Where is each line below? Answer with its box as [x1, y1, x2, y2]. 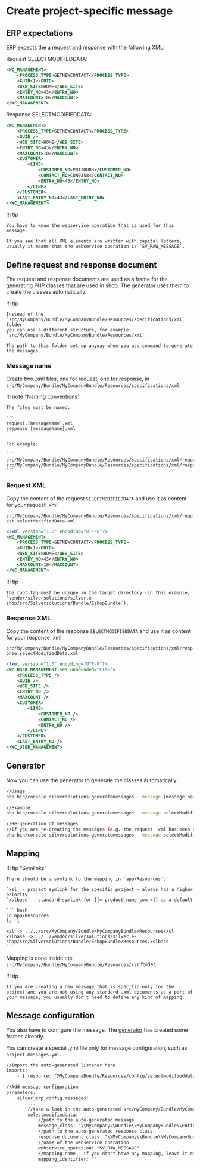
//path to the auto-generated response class [37, 1129, 153, 1135]
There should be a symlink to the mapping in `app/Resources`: [6, 876, 167, 882]
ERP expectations [6, 28, 73, 38]
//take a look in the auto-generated [27, 1106, 121, 1112]
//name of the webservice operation [37, 1139, 129, 1145]
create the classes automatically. [6, 288, 87, 296]
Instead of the [6, 312, 44, 318]
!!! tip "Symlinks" [6, 864, 47, 871]
